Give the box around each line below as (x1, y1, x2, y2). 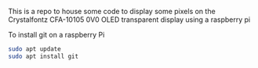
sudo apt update (8, 45, 61, 53)
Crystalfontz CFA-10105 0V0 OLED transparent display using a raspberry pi (8, 15, 251, 24)
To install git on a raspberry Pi (8, 30, 105, 39)
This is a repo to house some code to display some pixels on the (8, 7, 216, 16)
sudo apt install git (8, 52, 79, 60)
